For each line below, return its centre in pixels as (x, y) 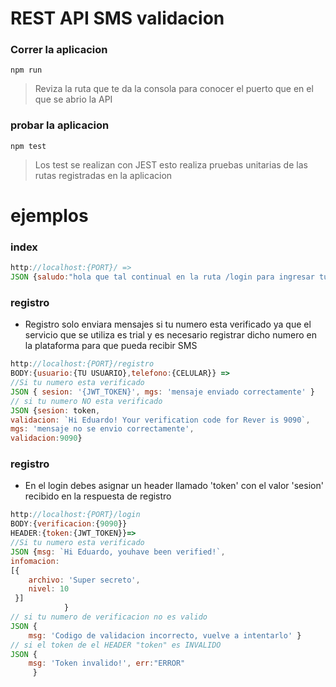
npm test (28, 146)
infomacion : (35, 561)
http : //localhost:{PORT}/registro (82, 364)
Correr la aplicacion (59, 50)
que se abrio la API (73, 99)
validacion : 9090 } (46, 438)
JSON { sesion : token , (55, 410)
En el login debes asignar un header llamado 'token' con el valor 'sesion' (174, 486)
